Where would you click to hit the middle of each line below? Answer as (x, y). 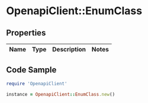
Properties (26, 33)
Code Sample (31, 70)
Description (69, 49)
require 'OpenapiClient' (37, 83)
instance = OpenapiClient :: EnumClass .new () (61, 94)
